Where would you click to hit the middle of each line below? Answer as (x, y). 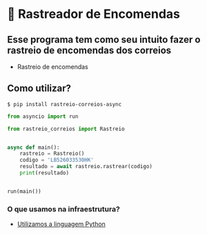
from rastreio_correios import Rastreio (66, 129)
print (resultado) (45, 173)
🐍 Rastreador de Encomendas (94, 14)
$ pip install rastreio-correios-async (65, 104)
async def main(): (33, 147)
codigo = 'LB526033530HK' (57, 160)
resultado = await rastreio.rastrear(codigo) (86, 167)
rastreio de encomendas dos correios (89, 50)
